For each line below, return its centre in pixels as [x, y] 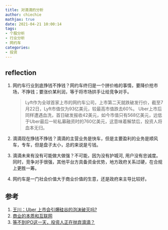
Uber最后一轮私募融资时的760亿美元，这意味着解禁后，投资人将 [96, 121]
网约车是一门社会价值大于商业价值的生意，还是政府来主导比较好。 [81, 179]
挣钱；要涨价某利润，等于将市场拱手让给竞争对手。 [79, 92]
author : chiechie [23, 15]
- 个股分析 [15, 33]
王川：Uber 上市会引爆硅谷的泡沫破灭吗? [55, 210]
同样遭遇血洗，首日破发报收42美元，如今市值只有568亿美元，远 [91, 115]
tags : [11, 29]
